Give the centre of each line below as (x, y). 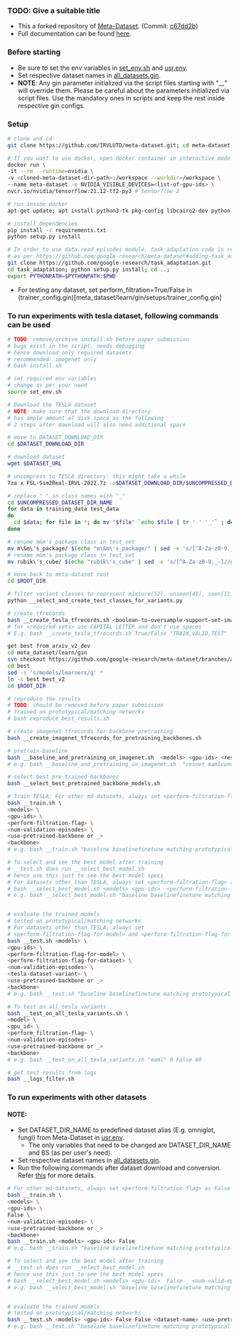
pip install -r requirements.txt (57, 230)
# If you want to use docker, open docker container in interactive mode (119, 158)
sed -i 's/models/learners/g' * (55, 672)
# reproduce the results (44, 699)
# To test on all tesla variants (57, 1007)
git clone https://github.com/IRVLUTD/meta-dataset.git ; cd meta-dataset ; (121, 145)
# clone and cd (30, 138)
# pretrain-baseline (38, 751)
